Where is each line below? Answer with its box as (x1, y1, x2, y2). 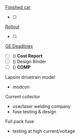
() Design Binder (12, 59, 46, 65)
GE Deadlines (5, 43, 33, 49)
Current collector (5, 94, 40, 100)
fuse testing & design (12, 109, 56, 115)
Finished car (5, 5, 31, 10)
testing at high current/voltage (12, 128, 75, 134)
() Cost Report (12, 53, 43, 59)
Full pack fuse (5, 118, 34, 124)
